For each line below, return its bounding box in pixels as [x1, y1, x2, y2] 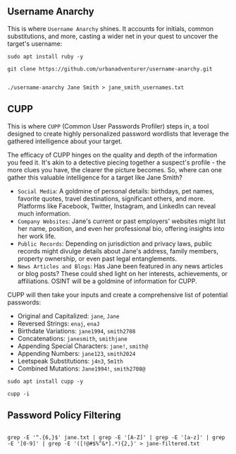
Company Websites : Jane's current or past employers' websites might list [17, 217, 226, 225]
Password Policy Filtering [7, 410, 121, 422]
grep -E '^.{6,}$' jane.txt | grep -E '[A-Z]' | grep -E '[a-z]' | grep [7, 434, 225, 441]
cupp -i [7, 390, 30, 398]
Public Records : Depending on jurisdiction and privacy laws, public [17, 239, 213, 248]
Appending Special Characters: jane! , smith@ [17, 342, 149, 350]
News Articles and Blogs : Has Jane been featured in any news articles [17, 261, 223, 270]
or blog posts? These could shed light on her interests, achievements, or [17, 269, 228, 277]
